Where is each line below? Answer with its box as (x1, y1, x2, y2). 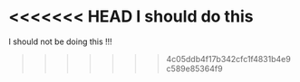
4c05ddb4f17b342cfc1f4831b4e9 (166, 53, 291, 64)
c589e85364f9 (166, 63, 223, 74)
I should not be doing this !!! (8, 36, 112, 47)
